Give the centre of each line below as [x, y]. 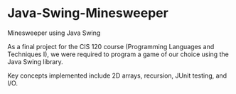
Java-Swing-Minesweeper [88, 13]
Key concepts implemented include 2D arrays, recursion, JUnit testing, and [117, 75]
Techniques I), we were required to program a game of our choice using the [118, 54]
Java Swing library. [36, 61]
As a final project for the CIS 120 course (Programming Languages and [111, 46]
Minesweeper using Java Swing [54, 33]
